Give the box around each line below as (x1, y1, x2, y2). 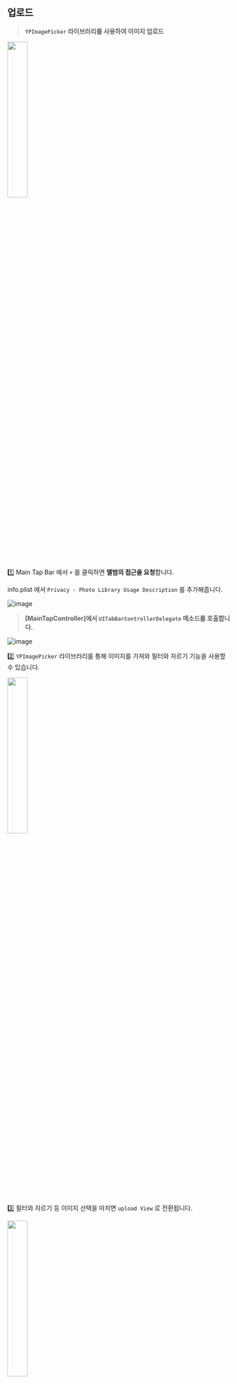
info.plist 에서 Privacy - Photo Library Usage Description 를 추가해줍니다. (7, 585, 224, 593)
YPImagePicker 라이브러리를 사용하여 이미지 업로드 (24, 27, 165, 36)
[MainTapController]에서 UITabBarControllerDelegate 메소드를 (24, 614, 206, 622)
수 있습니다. (7, 663, 40, 671)
